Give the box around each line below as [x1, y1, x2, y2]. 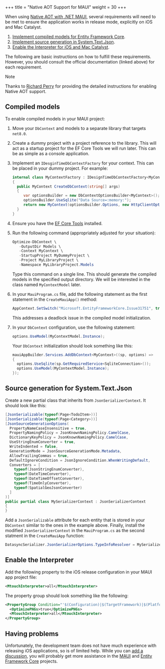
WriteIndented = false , [9, 444, 58, 449]
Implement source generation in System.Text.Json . [12, 39, 115, 45]
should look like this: [5, 402, 47, 408]
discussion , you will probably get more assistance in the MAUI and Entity [5, 653, 152, 659]
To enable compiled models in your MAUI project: [5, 116, 105, 122]
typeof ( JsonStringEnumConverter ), [14, 467, 84, 472]
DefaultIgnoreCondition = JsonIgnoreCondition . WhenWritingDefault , [9, 458, 151, 463]
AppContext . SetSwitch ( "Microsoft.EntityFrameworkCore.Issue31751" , [12, 306, 154, 311]
